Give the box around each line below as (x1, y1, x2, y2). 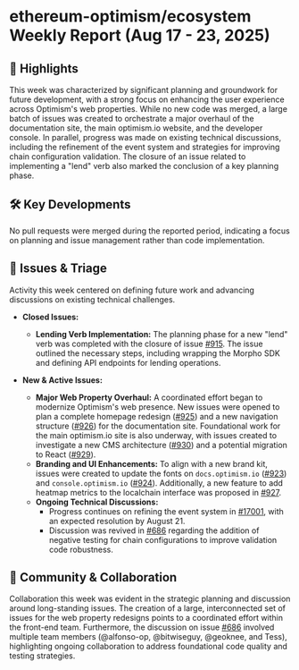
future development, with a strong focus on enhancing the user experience (9, 94, 285, 105)
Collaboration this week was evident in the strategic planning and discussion (9, 593, 291, 605)
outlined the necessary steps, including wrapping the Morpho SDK (35, 347, 281, 359)
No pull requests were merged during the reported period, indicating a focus (9, 225, 290, 236)
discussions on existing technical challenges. (9, 293, 176, 305)
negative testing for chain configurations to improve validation (48, 534, 278, 545)
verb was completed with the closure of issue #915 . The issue (35, 338, 263, 349)
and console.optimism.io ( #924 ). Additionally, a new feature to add (35, 477, 284, 488)
